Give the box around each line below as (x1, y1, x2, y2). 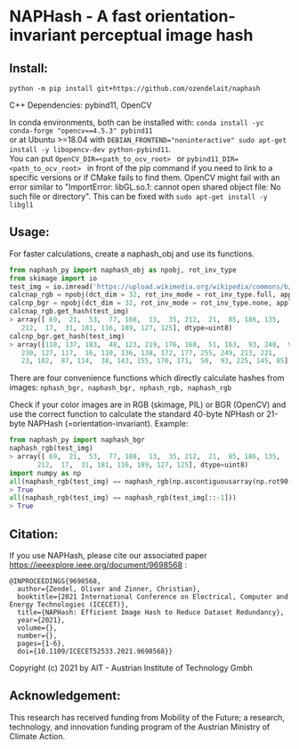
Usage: (9, 224, 51, 240)
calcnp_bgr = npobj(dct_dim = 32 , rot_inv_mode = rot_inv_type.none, (9, 298, 273, 308)
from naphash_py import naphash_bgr (9, 436, 145, 444)
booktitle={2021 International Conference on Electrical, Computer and (17, 592, 289, 601)
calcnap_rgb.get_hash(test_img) (9, 307, 129, 316)
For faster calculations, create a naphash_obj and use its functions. (9, 248, 255, 259)
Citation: (9, 526, 59, 541)
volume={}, (17, 623, 58, 632)
